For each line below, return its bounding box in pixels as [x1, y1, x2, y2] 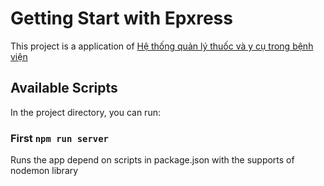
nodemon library [10, 165, 79, 177]
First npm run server [10, 131, 109, 145]
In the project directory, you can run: [10, 106, 161, 118]
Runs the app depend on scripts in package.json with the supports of [10, 154, 295, 166]
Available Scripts [10, 80, 118, 97]
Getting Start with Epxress [10, 7, 233, 30]
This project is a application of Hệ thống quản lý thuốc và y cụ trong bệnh [10, 40, 314, 52]
